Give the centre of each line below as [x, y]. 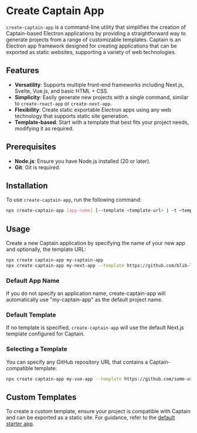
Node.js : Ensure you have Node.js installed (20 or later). [82, 161]
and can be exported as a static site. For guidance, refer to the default [91, 418]
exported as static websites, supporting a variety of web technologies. [91, 52]
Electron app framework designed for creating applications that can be [91, 46]
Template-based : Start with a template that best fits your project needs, [102, 122]
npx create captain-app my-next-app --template [65, 266]
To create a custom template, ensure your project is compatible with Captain [98, 411]
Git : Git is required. [37, 167]
